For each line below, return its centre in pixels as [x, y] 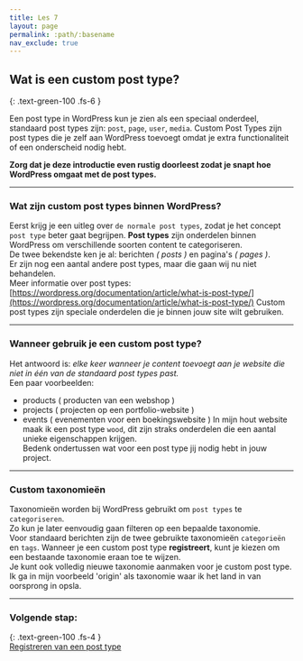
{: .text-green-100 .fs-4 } [55, 638]
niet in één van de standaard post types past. [94, 373]
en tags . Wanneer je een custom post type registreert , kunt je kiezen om [145, 547]
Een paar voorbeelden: [52, 382]
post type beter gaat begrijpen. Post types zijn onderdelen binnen [133, 235]
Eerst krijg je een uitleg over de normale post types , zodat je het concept [145, 225]
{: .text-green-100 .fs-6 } [55, 101]
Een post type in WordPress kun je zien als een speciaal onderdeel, [134, 119]
